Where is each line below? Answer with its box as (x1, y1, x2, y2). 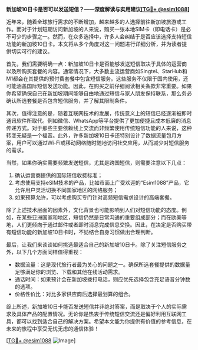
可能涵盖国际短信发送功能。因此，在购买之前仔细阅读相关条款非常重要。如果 (6, 83, 192, 89)
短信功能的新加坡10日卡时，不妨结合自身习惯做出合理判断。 (11, 228, 156, 235)
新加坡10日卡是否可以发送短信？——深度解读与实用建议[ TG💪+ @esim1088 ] (6, 6, 190, 12)
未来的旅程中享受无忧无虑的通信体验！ (6, 325, 99, 332)
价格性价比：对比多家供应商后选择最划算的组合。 (14, 290, 134, 297)
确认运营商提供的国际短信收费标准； (14, 172, 103, 179)
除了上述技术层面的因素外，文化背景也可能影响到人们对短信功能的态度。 (6, 207, 181, 213)
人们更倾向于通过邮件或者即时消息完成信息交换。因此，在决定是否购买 (16, 221, 187, 228)
